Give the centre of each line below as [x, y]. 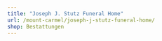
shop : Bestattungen [36, 26]
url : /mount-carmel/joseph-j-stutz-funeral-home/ [81, 20]
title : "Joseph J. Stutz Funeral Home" [66, 14]
